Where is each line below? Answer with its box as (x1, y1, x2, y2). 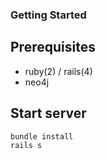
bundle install (10, 131, 74, 142)
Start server (10, 105, 87, 122)
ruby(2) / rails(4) (24, 65, 93, 77)
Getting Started (10, 8, 87, 22)
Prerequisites (10, 39, 96, 56)
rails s (10, 140, 43, 150)
